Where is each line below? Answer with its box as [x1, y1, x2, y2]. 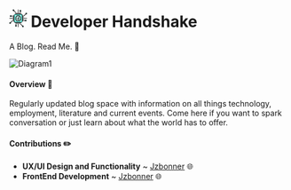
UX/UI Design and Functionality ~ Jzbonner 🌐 [21, 161, 193, 172]
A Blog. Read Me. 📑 [9, 41, 80, 51]
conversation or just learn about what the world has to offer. [9, 117, 229, 128]
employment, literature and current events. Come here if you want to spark [9, 107, 282, 119]
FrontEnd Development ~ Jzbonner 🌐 [21, 171, 162, 182]
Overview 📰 [9, 78, 53, 89]
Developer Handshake [30, 12, 198, 32]
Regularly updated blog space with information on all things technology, [9, 99, 272, 109]
